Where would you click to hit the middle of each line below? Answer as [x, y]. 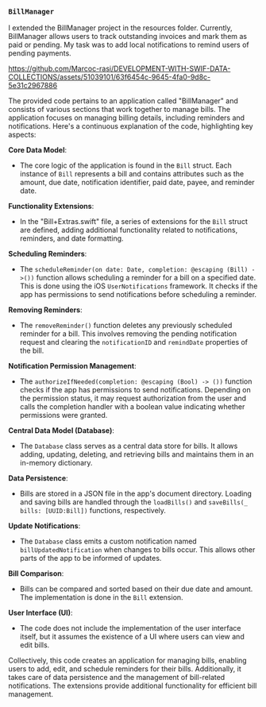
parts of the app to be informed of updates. [91, 558]
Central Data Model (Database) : [62, 431]
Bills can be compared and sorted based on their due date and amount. [136, 589]
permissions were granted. [64, 415]
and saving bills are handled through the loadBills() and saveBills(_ [134, 502]
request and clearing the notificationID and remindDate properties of [134, 342]
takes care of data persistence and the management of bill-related [117, 678]
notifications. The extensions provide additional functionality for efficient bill [133, 686]
